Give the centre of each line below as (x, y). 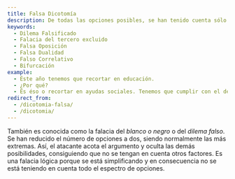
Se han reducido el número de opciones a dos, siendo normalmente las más (117, 138)
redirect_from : (29, 99)
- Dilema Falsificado (45, 33)
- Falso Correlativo (43, 59)
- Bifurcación (34, 66)
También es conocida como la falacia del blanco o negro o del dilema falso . (116, 131)
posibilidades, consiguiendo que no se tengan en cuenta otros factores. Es (115, 153)
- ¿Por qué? (31, 85)
